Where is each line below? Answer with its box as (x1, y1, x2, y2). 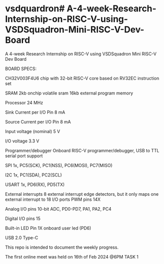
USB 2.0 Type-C (5, 234, 38, 240)
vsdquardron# (5, 3, 65, 14)
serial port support (5, 153, 43, 159)
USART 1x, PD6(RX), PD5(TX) (5, 181, 65, 187)
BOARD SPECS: (5, 65, 37, 72)
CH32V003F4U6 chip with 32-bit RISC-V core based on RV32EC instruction (5, 75, 160, 81)
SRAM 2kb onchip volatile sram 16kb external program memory (5, 90, 133, 96)
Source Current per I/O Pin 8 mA (5, 119, 71, 125)
